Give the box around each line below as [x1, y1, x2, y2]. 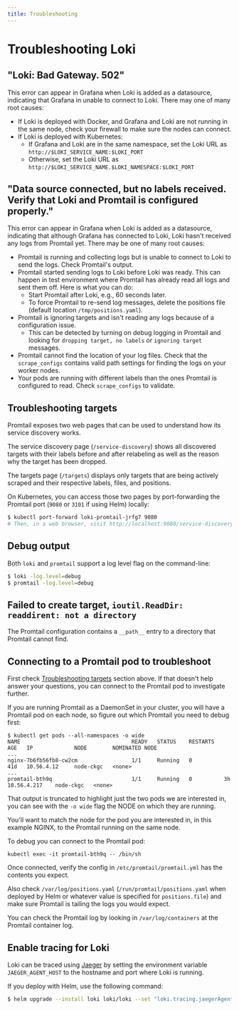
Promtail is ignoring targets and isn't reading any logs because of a [17, 314, 215, 322]
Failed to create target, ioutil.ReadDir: [7, 599, 184, 611]
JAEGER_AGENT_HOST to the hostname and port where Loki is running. [7, 968, 204, 977]
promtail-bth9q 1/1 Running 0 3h [7, 776, 231, 783]
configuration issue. [17, 321, 77, 329]
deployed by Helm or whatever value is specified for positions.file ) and [7, 892, 222, 900]
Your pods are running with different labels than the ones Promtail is [17, 374, 217, 383]
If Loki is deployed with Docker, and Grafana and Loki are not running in [17, 117, 228, 125]
